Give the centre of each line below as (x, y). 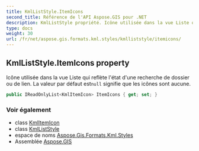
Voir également (29, 110)
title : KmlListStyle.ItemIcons (45, 12)
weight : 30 (20, 34)
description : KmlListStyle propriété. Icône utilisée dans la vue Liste (98, 23)
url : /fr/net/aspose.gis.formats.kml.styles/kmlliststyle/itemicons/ (94, 39)
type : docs (20, 28)
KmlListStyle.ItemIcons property (68, 63)
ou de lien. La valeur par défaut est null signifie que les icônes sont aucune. (99, 83)
